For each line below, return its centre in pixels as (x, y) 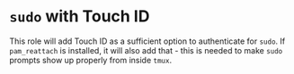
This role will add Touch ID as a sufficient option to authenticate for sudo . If (147, 41)
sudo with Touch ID (80, 16)
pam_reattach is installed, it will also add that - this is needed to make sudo (146, 50)
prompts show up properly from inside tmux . (91, 60)
